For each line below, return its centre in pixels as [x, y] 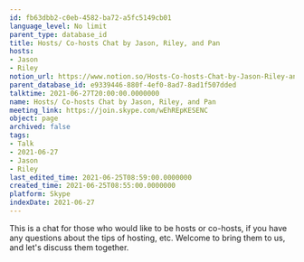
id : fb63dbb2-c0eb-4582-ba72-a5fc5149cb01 [90, 18]
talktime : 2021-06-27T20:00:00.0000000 [85, 93]
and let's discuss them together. [69, 247]
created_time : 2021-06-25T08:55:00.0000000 [93, 186]
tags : [19, 136]
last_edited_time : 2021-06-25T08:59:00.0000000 [101, 177]
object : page [34, 118]
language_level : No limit [58, 26]
